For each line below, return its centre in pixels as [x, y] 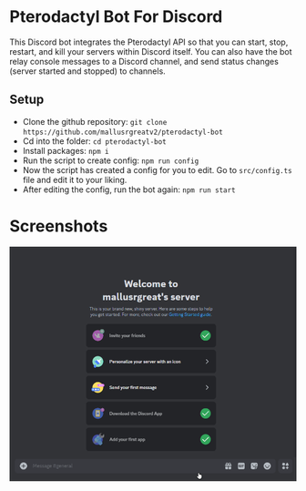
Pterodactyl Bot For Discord [116, 17]
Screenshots [59, 226]
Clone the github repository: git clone [95, 121]
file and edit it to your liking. [75, 179]
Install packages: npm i [66, 150]
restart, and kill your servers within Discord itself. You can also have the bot [151, 51]
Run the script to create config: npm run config [111, 160]
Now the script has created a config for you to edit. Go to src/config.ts [158, 169]
